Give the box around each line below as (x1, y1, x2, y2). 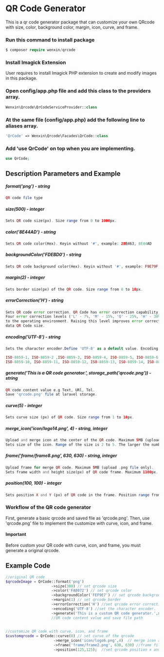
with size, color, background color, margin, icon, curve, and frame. (5, 24, 139, 30)
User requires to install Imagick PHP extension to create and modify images (5, 70, 157, 76)
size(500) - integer (5, 206, 45, 212)
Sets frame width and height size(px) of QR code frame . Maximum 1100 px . (5, 470, 159, 474)
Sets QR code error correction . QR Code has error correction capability (5, 309, 159, 315)
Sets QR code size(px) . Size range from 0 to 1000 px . (5, 218, 117, 224)
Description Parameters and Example (5, 169, 121, 178)
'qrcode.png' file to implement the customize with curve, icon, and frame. (5, 520, 153, 526)
